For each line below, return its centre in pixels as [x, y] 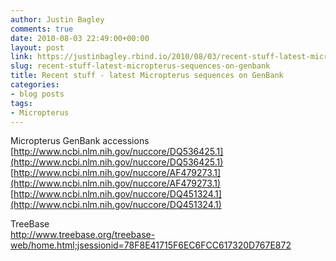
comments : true [42, 29]
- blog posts [37, 94]
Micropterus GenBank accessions [80, 141]
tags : [21, 103]
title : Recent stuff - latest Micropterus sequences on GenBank [147, 76]
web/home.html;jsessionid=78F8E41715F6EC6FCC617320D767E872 [151, 245]
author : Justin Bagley [57, 19]
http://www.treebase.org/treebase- [83, 235]
